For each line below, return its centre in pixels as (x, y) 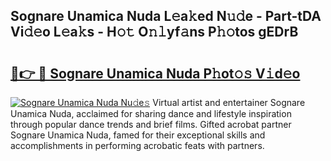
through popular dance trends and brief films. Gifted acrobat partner (151, 124)
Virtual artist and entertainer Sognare (229, 102)
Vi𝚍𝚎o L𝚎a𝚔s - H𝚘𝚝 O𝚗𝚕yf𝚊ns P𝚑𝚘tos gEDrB (154, 32)
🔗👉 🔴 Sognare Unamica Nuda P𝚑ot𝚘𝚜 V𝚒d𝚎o (155, 73)
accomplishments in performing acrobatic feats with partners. (137, 145)
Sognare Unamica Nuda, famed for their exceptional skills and (138, 135)
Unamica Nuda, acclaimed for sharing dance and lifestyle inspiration (151, 113)
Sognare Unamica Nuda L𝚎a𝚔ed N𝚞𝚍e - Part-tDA (166, 16)
